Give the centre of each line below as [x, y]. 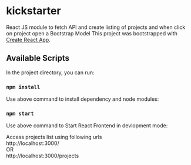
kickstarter [33, 11]
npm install [23, 87]
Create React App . [29, 39]
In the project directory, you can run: [50, 72]
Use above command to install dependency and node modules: [83, 99]
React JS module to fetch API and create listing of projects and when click [96, 27]
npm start [20, 113]
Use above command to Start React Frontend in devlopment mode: [87, 126]
